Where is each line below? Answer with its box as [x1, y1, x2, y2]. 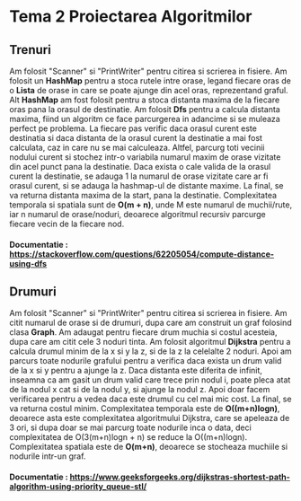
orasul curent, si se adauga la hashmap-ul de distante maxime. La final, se [9, 180, 284, 190]
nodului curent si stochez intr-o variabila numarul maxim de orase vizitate [9, 152, 281, 163]
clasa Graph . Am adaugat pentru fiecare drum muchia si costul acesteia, [9, 327, 278, 338]
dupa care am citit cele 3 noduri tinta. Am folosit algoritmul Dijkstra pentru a [9, 337, 291, 347]
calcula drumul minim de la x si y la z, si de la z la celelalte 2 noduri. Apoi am [9, 346, 292, 356]
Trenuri [9, 42, 51, 57]
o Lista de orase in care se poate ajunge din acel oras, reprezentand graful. [9, 85, 289, 95]
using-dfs [9, 258, 48, 268]
